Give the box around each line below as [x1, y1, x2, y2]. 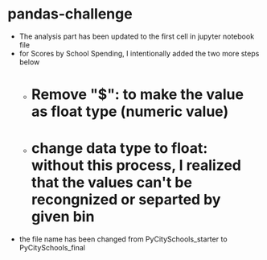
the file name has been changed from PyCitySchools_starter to [18, 234, 228, 244]
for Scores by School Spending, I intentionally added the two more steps [18, 48, 260, 58]
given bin [31, 208, 95, 226]
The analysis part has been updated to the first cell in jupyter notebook [18, 31, 255, 41]
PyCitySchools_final [18, 243, 86, 253]
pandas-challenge [7, 5, 133, 23]
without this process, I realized [31, 156, 242, 175]
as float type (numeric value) [31, 102, 229, 121]
